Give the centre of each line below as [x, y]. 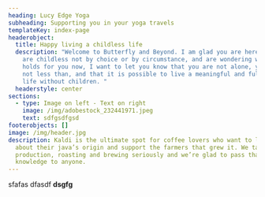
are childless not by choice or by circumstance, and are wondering [137, 60]
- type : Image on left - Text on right [81, 103]
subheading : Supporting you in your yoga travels [91, 23]
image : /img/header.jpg [47, 132]
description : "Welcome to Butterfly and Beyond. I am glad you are [129, 52]
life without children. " [65, 81]
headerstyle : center [49, 89]
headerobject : [32, 37]
